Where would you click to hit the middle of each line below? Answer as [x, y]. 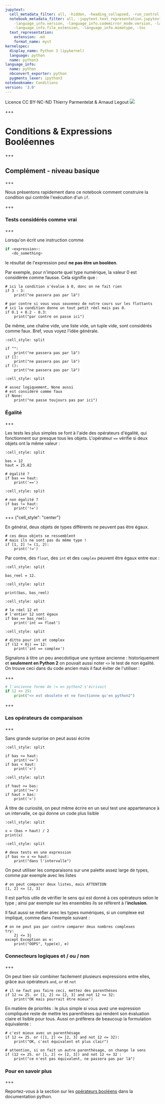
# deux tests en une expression [38, 852]
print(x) [14, 835]
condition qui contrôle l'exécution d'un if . [47, 198]
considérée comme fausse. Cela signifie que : [51, 278]
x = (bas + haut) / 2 [27, 831]
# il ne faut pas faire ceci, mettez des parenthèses [61, 990]
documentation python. [29, 1097]
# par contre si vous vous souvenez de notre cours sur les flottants [79, 304]
